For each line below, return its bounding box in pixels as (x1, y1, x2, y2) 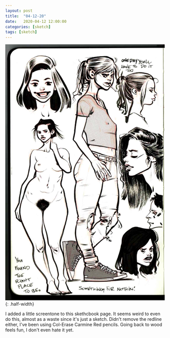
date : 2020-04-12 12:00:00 (5, 19, 67, 24)
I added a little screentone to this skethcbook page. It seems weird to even (5, 311, 161, 317)
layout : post (5, 8, 33, 13)
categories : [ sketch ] (5, 24, 51, 29)
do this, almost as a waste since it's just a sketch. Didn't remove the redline (5, 316, 162, 322)
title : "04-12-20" (5, 13, 47, 19)
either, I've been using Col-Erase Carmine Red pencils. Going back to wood (5, 321, 162, 327)
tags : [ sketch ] (5, 29, 37, 35)
